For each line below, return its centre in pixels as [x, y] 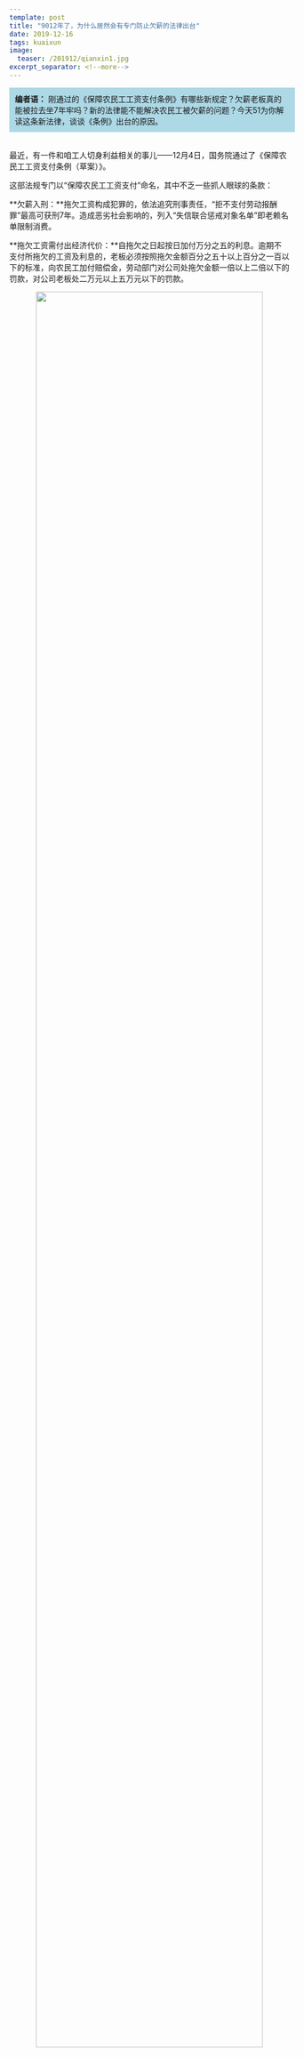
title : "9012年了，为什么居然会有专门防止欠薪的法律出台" [104, 26]
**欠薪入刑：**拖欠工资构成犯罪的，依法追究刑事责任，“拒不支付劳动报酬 [144, 204]
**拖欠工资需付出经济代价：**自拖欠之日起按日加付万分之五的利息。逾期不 [146, 245]
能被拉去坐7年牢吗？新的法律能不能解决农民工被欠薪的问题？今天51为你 [145, 110]
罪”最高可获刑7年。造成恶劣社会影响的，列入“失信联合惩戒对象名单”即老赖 [145, 215]
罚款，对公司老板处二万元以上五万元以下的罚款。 [99, 278]
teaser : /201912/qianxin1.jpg [73, 59]
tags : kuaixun [36, 42]
